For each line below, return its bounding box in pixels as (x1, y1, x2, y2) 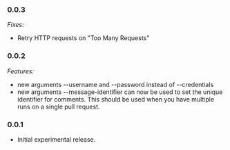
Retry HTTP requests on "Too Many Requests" (17, 34, 150, 42)
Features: (7, 67, 35, 75)
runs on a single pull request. (17, 102, 100, 111)
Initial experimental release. (17, 135, 96, 143)
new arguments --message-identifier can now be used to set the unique (17, 88, 223, 96)
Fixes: (7, 21, 24, 29)
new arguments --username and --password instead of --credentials (17, 80, 214, 88)
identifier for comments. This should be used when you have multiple (17, 95, 215, 103)
